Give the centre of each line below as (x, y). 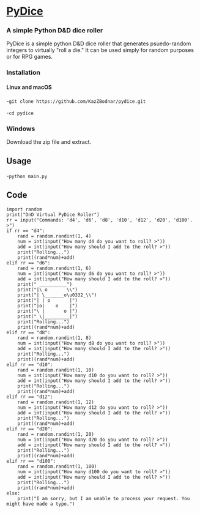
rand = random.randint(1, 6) (54, 268)
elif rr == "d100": (31, 461)
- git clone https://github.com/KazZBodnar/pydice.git (76, 101)
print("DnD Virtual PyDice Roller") (53, 215)
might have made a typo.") (41, 504)
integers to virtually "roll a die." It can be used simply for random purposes (100, 50)
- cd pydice (20, 113)
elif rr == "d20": (30, 429)
